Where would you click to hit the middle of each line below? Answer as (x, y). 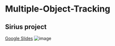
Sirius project (26, 27)
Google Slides (19, 38)
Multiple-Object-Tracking (58, 9)
